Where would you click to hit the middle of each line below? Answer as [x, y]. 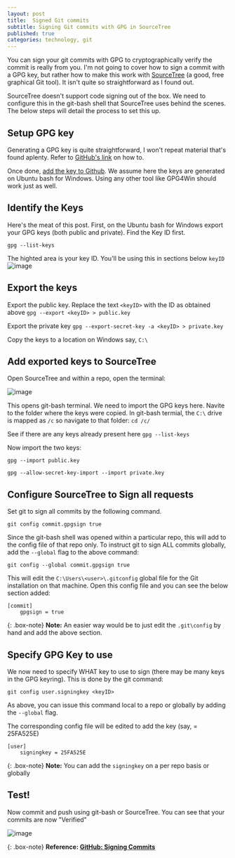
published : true [31, 33]
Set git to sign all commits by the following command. [85, 512]
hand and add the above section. [55, 632]
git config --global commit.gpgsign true [69, 565]
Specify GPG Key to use [60, 655]
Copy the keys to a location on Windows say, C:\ [78, 339]
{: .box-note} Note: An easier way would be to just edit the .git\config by [114, 625]
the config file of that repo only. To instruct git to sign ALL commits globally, [117, 545]
